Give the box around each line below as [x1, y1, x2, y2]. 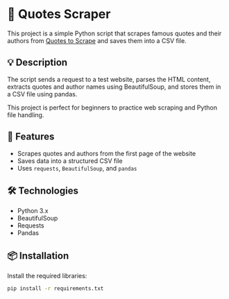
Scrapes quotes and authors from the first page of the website [17, 149, 196, 157]
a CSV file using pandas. [7, 89, 78, 98]
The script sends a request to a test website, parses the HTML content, [7, 75, 211, 83]
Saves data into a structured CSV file [17, 156, 123, 165]
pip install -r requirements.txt [7, 285, 104, 292]
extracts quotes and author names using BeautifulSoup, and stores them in [7, 83, 221, 91]
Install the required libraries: [7, 272, 87, 280]
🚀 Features [7, 131, 55, 143]
